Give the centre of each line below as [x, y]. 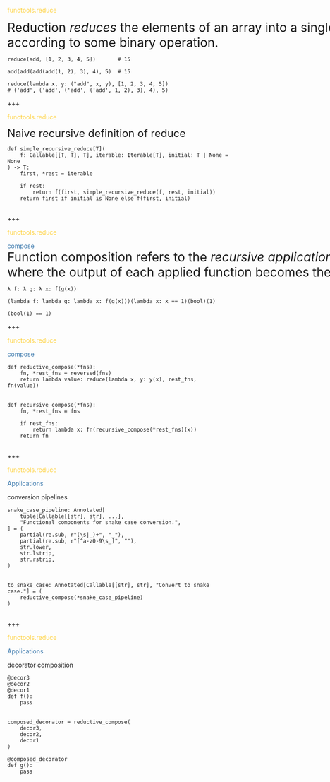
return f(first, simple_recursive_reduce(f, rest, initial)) [124, 192]
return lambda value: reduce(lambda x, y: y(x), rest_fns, [109, 379]
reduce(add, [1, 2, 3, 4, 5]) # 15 [69, 59]
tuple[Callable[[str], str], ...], [72, 516]
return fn [35, 436]
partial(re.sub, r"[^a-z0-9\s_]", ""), [79, 541]
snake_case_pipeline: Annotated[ [56, 510]
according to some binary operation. [113, 42]
